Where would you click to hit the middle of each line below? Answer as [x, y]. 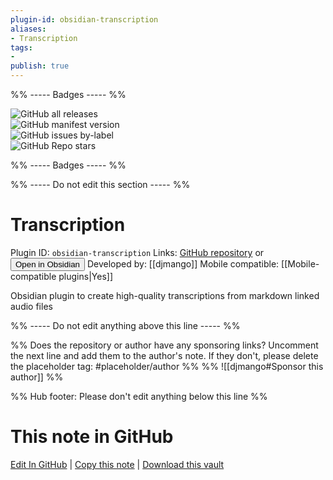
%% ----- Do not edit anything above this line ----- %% [125, 325]
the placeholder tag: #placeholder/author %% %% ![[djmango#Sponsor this [167, 366]
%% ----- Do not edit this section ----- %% [100, 184]
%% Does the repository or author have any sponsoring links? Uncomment [164, 345]
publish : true [40, 66]
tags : [21, 47]
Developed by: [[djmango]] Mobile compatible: [183, 263]
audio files [31, 306]
